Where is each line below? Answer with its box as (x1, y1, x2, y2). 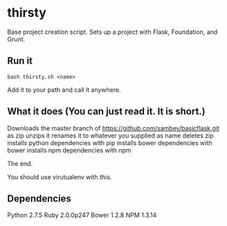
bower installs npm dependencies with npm (7, 146, 131, 154)
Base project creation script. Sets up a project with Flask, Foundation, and (7, 28, 218, 36)
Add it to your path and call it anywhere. (7, 85, 121, 94)
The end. (7, 159, 33, 167)
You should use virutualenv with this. (7, 173, 112, 181)
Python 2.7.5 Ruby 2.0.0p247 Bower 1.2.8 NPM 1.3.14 (7, 211, 157, 219)
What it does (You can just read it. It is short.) (7, 106, 206, 117)
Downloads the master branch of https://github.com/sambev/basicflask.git (7, 124, 220, 132)
